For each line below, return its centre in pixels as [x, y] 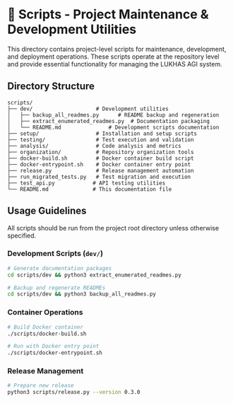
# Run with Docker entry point [53, 346]
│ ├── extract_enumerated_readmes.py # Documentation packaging [109, 121]
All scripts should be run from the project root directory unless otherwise [113, 228]
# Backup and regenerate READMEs [56, 288]
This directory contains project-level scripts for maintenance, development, [117, 49]
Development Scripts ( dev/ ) [55, 254]
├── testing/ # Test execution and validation [101, 140]
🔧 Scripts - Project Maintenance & [108, 14]
